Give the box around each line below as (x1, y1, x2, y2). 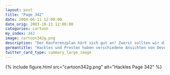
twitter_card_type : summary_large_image (5, 50, 92, 55)
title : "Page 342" (5, 12, 44, 17)
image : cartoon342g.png (5, 36, 56, 41)
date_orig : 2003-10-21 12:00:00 (5, 21, 73, 27)
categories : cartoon (5, 26, 49, 31)
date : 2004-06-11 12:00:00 (5, 17, 62, 22)
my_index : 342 (5, 31, 35, 36)
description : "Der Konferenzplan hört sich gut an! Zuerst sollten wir (5, 41, 159, 46)
